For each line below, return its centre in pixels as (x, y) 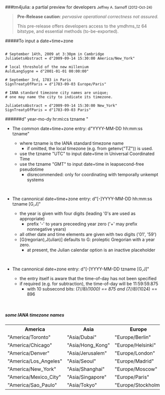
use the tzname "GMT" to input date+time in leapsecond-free (82, 164)
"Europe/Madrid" (134, 361)
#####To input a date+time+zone (39, 41)
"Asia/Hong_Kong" (89, 345)
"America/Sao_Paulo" (32, 385)
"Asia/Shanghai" (86, 369)
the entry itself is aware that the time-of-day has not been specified (88, 278)
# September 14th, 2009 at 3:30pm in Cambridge (55, 54)
